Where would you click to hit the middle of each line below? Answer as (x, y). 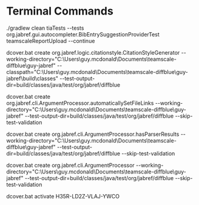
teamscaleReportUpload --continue (51, 41)
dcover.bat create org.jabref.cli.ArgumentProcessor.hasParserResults (93, 134)
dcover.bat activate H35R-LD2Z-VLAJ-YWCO (63, 196)
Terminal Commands (60, 11)
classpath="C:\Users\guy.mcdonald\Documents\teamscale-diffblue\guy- (97, 72)
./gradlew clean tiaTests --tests (45, 28)
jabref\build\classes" (32, 78)
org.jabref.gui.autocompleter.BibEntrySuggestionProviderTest (83, 34)
